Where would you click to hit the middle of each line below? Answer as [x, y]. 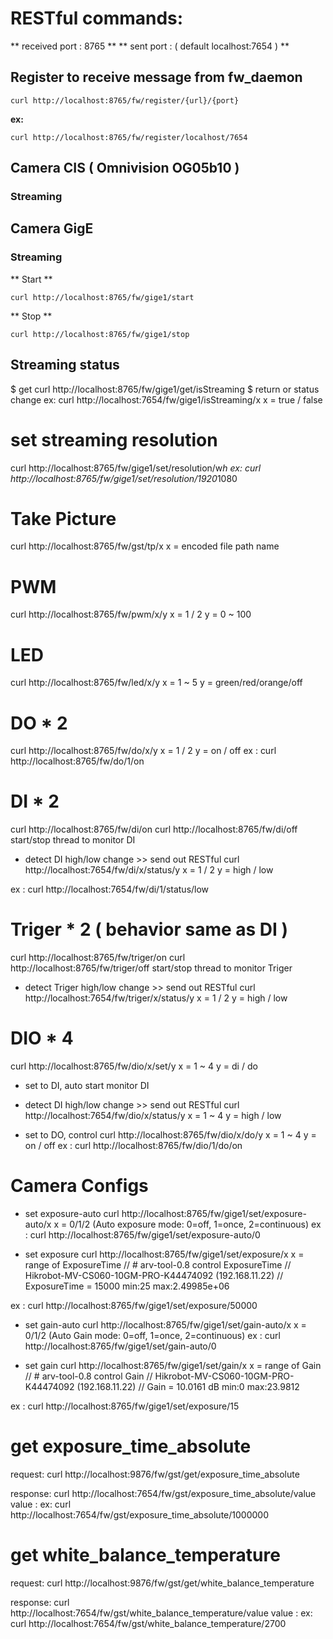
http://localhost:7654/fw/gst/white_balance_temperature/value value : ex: [161, 1613]
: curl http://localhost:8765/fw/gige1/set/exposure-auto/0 [142, 1235]
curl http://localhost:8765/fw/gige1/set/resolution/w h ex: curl [136, 468]
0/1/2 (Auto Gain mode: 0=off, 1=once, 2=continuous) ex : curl [152, 1335]
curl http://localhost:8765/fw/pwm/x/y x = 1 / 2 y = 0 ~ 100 [131, 614]
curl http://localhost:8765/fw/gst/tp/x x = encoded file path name [145, 546]
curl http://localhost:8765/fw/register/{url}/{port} [125, 100]
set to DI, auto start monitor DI [87, 1086]
